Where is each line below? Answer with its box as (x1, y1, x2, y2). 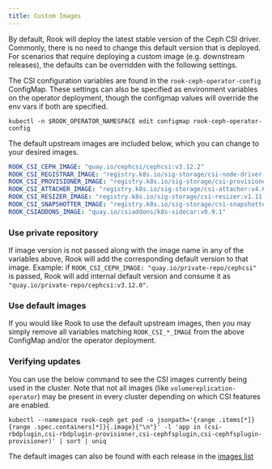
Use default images (8, 300, 87, 311)
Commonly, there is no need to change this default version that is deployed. (8, 42, 261, 53)
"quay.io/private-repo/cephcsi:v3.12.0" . (8, 280, 149, 290)
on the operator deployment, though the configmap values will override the (8, 92, 259, 102)
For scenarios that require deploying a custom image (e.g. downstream (8, 51, 245, 61)
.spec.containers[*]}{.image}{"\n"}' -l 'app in (33, 423, 201, 431)
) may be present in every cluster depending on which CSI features (37, 391, 261, 401)
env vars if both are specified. (8, 101, 108, 111)
